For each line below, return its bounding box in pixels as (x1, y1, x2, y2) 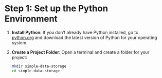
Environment (4, 13, 58, 24)
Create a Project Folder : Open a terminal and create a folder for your (11, 49, 150, 55)
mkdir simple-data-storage (11, 64, 67, 69)
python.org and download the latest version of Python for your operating (11, 35, 158, 40)
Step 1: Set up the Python (4, 3, 108, 14)
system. (11, 39, 28, 45)
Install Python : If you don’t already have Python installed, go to (11, 29, 139, 35)
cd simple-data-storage (11, 68, 60, 73)
